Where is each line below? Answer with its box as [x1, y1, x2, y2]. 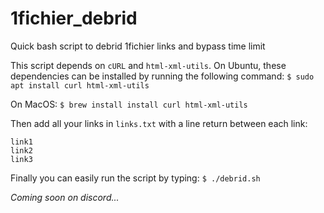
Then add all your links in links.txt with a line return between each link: [10, 117, 308, 129]
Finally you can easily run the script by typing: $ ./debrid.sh [10, 172, 261, 184]
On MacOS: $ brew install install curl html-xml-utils [10, 98, 248, 110]
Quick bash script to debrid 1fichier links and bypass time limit [10, 40, 266, 52]
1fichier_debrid [10, 7, 138, 30]
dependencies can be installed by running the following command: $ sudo [10, 70, 315, 82]
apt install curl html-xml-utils [10, 80, 150, 91]
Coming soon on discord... [10, 191, 120, 203]
